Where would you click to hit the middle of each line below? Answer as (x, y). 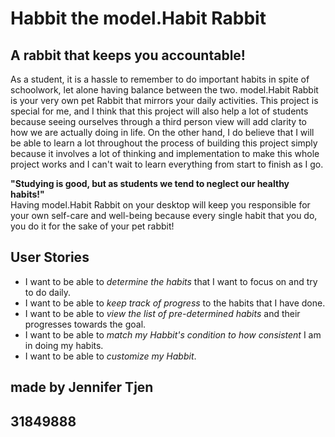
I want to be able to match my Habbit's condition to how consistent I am (173, 334)
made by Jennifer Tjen (82, 387)
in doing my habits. (64, 345)
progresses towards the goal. (85, 324)
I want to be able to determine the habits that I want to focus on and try (171, 281)
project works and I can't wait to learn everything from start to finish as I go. (167, 164)
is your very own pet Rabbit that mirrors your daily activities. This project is (164, 100)
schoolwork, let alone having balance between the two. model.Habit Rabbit (164, 90)
